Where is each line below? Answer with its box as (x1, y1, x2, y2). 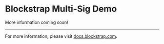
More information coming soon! (5, 19, 68, 25)
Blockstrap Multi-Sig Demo (5, 3, 117, 15)
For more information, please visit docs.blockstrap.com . (5, 33, 118, 39)
